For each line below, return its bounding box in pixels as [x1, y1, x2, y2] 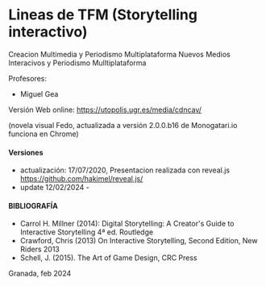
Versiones [8, 147, 44, 157]
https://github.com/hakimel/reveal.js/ [19, 174, 143, 184]
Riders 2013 [19, 244, 60, 255]
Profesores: [8, 73, 47, 83]
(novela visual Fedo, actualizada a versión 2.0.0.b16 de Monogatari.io [8, 120, 238, 130]
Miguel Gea [19, 89, 59, 98]
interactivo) [8, 23, 88, 41]
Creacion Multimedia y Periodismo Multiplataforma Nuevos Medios [8, 49, 231, 59]
